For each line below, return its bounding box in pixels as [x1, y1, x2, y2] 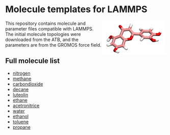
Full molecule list [5, 57, 60, 65]
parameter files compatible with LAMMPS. [5, 25, 94, 31]
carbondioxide [12, 81, 43, 87]
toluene [12, 118, 29, 125]
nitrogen [12, 70, 31, 76]
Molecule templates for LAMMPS [5, 4, 148, 15]
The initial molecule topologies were [5, 31, 81, 37]
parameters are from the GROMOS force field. [5, 42, 102, 48]
